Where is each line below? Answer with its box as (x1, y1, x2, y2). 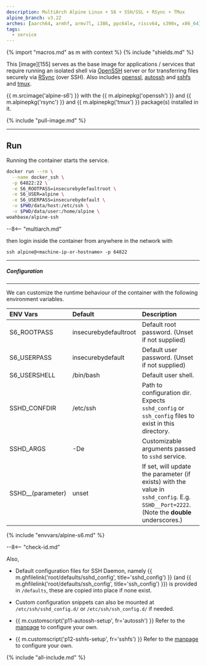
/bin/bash (72, 370, 100, 379)
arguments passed (142, 444, 196, 453)
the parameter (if (142, 470, 191, 478)
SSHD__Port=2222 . (142, 500, 191, 509)
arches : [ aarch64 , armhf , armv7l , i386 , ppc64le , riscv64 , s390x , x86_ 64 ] (6, 20, 202, 26)
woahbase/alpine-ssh (6, 214, 59, 220)
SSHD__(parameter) (9, 489, 67, 497)
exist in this (142, 419, 175, 427)
